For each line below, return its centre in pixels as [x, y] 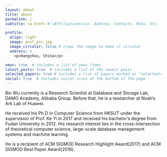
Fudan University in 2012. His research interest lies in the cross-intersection [83, 124]
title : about [19, 14]
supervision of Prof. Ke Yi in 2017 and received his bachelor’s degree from [81, 118]
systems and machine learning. [37, 134]
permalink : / [19, 19]
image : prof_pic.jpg [31, 42]
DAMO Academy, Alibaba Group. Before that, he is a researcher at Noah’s [80, 98]
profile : [14, 33]
